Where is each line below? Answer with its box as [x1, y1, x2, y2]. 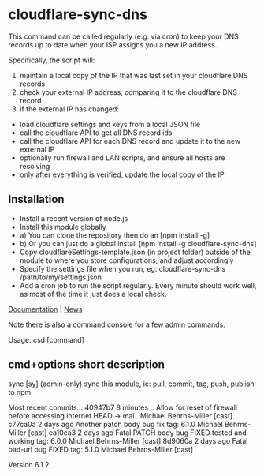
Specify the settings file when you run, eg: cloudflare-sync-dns [19, 264, 226, 273]
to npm [8, 387, 32, 396]
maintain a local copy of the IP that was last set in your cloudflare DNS [19, 70, 248, 80]
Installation [8, 193, 65, 206]
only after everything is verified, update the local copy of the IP [19, 170, 225, 179]
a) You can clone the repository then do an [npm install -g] [19, 231, 210, 240]
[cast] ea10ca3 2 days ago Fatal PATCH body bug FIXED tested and [28, 428, 247, 437]
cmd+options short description [8, 358, 165, 372]
